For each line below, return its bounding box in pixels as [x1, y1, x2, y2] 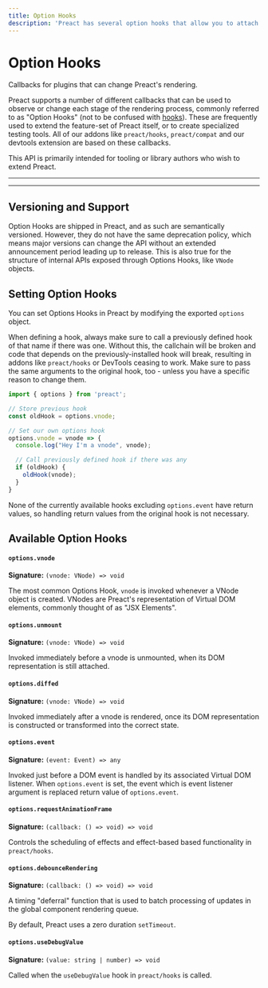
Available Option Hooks [8, 532, 128, 546]
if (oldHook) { [15, 463, 66, 472]
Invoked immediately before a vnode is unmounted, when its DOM [8, 653, 226, 662]
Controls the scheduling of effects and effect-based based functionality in [8, 838, 252, 847]
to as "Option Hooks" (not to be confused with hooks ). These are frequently [8, 113, 258, 122]
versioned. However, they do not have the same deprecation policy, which [8, 230, 251, 240]
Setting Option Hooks [8, 287, 117, 301]
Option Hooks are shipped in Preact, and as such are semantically [8, 222, 225, 231]
